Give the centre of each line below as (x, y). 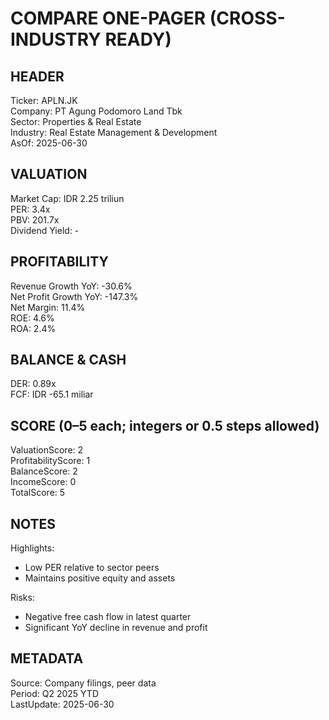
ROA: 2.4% (33, 328)
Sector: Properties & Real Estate (76, 121)
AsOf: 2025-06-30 (49, 143)
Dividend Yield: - (45, 230)
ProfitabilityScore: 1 (50, 461)
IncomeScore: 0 (43, 482)
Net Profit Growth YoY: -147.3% (74, 296)
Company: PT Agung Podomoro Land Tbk (96, 111)
